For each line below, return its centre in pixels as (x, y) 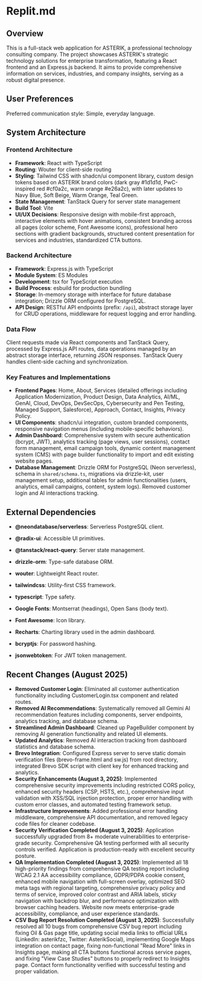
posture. (25, 856)
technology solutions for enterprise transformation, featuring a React (92, 61)
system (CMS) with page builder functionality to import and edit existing (104, 455)
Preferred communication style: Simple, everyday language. (80, 114)
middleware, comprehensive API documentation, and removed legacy (101, 817)
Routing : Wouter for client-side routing (63, 169)
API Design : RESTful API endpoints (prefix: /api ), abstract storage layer (104, 307)
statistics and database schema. (55, 747)
